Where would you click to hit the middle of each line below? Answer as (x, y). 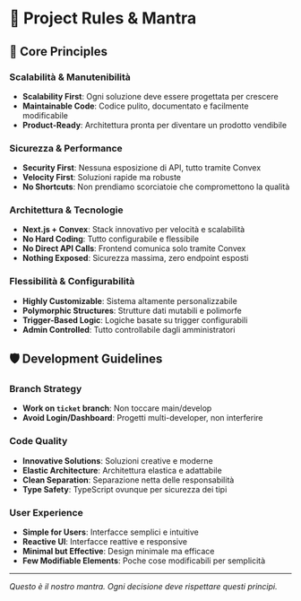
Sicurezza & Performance (66, 148)
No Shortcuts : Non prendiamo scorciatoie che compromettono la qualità (156, 187)
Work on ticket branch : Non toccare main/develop (117, 408)
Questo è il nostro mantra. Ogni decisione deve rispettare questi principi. (143, 587)
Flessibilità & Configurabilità (72, 282)
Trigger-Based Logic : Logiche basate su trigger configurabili (135, 320)
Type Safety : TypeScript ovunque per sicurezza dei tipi (125, 489)
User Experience (46, 512)
